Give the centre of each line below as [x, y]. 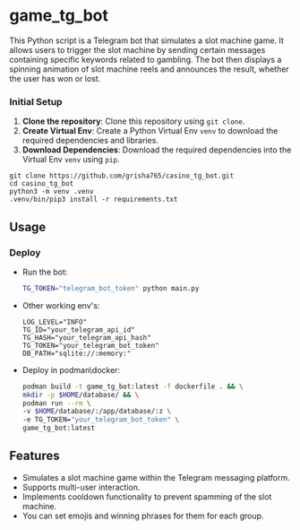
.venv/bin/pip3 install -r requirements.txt [94, 200]
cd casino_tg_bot [42, 184]
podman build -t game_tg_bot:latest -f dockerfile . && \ [133, 387]
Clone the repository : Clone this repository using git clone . [133, 121]
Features [34, 456]
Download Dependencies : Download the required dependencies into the [157, 150]
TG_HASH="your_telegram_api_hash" [86, 337]
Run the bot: [45, 272]
